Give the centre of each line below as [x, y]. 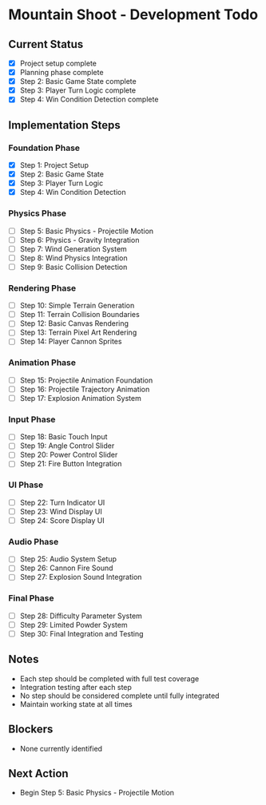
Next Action [39, 773]
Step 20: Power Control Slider [69, 455]
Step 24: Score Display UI [62, 520]
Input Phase [32, 419]
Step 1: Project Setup [54, 165]
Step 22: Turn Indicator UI [62, 502]
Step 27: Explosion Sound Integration [81, 577]
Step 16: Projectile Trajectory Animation [85, 389]
